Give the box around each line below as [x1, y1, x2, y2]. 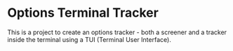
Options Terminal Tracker [7, 5, 159, 21]
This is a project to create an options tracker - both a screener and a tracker [7, 28, 227, 36]
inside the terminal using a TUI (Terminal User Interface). [7, 35, 172, 43]
